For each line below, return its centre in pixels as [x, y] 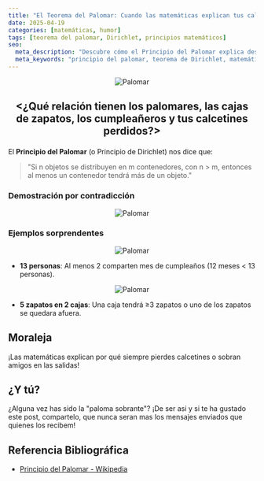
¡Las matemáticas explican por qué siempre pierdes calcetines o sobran [125, 357]
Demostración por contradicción [71, 196]
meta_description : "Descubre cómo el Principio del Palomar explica [130, 52]
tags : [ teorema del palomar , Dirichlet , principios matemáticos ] [117, 37]
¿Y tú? [24, 390]
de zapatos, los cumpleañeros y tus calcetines [132, 119]
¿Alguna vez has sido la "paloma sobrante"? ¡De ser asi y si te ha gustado [127, 409]
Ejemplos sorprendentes [56, 233]
